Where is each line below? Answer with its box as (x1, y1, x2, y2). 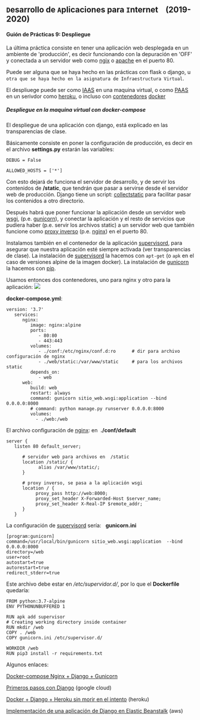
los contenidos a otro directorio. (6, 197, 85, 204)
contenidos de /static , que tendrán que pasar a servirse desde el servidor (6, 184, 189, 192)
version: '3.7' (6, 306, 44, 312)
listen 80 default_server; (14, 443, 82, 450)
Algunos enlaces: (6, 661, 49, 668)
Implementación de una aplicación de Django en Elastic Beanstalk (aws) (6, 707, 183, 714)
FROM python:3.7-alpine (6, 598, 66, 604)
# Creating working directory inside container (6, 619, 127, 625)
